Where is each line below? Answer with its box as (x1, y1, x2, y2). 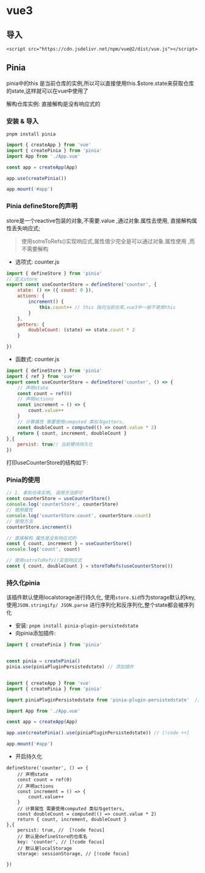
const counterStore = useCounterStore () (6, 496, 111, 502)
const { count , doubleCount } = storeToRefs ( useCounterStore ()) (6, 563, 173, 570)
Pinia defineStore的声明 (6, 202, 77, 211)
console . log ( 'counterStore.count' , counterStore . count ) (6, 512, 151, 519)
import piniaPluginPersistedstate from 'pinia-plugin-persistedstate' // (6, 697, 201, 703)
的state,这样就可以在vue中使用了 (6, 87, 88, 95)
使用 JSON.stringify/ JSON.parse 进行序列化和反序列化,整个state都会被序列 (6, 601, 195, 609)
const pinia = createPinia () (6, 658, 81, 664)
